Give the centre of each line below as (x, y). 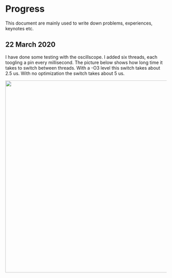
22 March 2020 (30, 45)
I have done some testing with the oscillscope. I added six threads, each (81, 57)
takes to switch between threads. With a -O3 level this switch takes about (83, 68)
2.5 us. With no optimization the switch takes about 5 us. (65, 73)
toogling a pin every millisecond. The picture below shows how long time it (84, 62)
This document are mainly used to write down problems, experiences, (79, 23)
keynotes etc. (20, 28)
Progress (25, 9)
